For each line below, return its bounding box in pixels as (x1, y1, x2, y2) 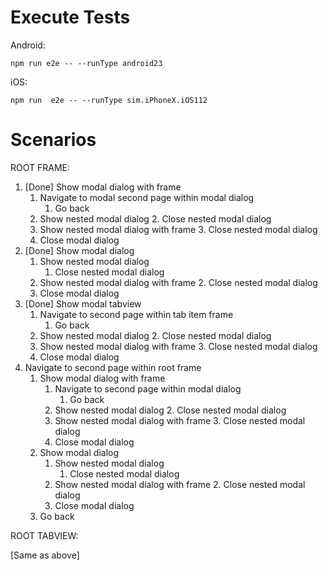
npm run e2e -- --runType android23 (10, 58, 163, 68)
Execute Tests (10, 6, 131, 29)
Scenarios (10, 129, 97, 151)
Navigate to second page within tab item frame (39, 308, 234, 320)
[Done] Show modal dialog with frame (24, 181, 182, 193)
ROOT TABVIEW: (10, 529, 79, 541)
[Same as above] (10, 549, 80, 561)
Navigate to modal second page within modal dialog (39, 191, 255, 203)
